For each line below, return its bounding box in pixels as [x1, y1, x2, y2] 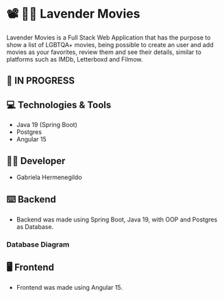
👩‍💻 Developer [6, 155, 66, 167]
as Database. [16, 222, 54, 230]
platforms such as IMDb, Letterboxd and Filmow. [6, 55, 143, 63]
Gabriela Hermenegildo [16, 173, 83, 181]
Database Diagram [6, 239, 70, 249]
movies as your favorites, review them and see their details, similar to [6, 48, 201, 56]
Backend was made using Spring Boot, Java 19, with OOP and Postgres [16, 215, 218, 223]
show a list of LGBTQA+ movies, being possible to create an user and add [6, 40, 214, 49]
